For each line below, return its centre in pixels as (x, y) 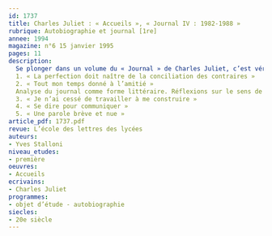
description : (30, 62)
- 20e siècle (30, 220)
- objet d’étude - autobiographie (67, 204)
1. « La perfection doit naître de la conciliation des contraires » (135, 76)
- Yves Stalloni (36, 144)
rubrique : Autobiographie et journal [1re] (83, 31)
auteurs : (23, 136)
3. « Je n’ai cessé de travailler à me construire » (106, 99)
